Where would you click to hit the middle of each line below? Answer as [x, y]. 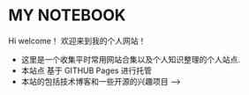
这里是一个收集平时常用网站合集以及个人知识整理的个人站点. [130, 59]
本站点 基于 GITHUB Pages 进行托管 [86, 70]
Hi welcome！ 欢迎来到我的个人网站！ [77, 40]
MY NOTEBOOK [67, 15]
